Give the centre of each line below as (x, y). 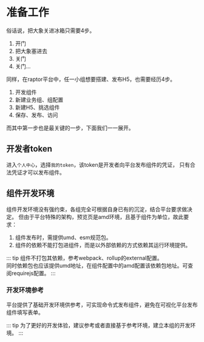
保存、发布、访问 (36, 115)
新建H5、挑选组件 (37, 107)
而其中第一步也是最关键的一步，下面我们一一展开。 (70, 128)
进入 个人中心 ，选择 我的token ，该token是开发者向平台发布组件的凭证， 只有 (98, 164)
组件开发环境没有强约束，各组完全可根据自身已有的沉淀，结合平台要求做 (97, 209)
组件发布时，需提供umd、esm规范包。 (63, 237)
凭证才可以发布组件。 (38, 172)
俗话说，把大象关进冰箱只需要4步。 (51, 30)
